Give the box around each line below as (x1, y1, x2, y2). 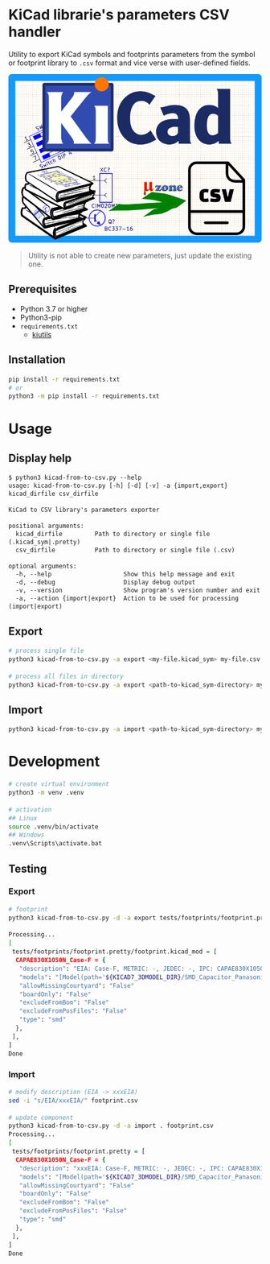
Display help (8, 451, 72, 465)
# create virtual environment (8, 780, 110, 788)
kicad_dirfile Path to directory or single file (15, 530, 211, 539)
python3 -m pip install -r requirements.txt (8, 392, 160, 400)
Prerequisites (8, 283, 77, 296)
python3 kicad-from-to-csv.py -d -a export (8, 914, 157, 922)
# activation (8, 805, 52, 814)
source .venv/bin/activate (8, 823, 99, 831)
